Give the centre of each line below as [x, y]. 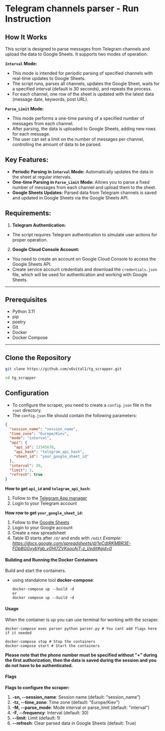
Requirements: [28, 213]
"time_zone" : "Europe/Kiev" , [39, 434]
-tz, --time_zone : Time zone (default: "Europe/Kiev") [66, 702]
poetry [19, 322]
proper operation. [30, 240]
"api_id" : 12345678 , [35, 448]
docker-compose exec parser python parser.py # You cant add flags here [81, 629]
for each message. [31, 134]
